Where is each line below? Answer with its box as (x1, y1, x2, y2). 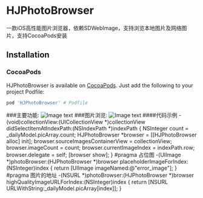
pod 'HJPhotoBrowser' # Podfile (6, 100, 88, 106)
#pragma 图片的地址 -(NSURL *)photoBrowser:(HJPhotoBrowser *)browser (6, 171, 195, 179)
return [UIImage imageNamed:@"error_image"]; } (53, 164, 178, 171)
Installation (6, 49, 50, 60)
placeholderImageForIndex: (119, 158, 189, 165)
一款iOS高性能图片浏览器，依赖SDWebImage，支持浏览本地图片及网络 (6, 24, 182, 31)
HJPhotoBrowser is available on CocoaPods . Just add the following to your (6, 81, 194, 89)
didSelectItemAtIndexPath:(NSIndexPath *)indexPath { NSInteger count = (6, 124, 189, 132)
